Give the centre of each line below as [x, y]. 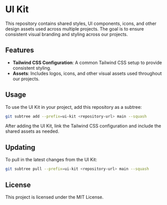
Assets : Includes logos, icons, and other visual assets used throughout [87, 73]
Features [20, 50]
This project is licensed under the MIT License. [54, 197]
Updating [20, 147]
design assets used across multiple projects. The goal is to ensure [75, 28]
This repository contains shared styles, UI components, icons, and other [81, 23]
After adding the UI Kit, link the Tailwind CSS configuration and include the [83, 126]
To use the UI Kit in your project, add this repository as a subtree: [74, 107]
